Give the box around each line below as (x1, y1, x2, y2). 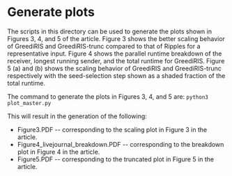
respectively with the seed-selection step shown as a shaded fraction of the (7, 71, 226, 80)
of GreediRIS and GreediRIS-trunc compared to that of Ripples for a (7, 42, 201, 50)
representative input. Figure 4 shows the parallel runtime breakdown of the (7, 49, 222, 58)
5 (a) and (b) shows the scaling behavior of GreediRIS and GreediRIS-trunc (7, 64, 222, 72)
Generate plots (7, 4, 95, 20)
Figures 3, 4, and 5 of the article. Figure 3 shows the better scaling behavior (7, 34, 225, 42)
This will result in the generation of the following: (7, 112, 148, 120)
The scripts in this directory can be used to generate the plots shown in (7, 27, 212, 35)
